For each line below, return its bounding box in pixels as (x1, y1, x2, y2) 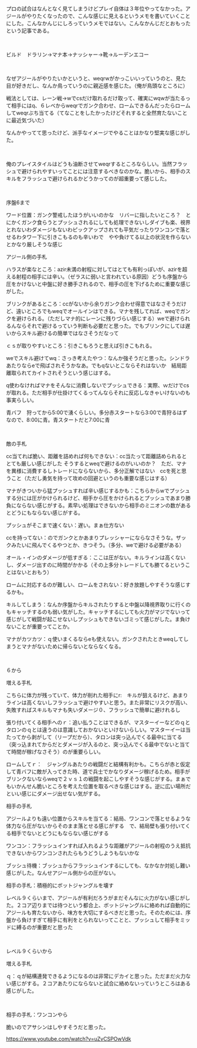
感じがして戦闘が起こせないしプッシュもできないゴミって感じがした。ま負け (6, 616, 191, 623)
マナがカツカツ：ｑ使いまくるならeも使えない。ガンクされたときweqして (6, 636, 184, 642)
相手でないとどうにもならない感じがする (11, 830, 109, 837)
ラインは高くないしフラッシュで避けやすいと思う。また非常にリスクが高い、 (6, 699, 191, 706)
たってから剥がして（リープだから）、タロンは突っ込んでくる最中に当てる (6, 734, 183, 740)
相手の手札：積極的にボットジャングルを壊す (6, 882, 114, 889)
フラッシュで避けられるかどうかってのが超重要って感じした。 (21, 175, 170, 182)
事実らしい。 (6, 397, 37, 404)
